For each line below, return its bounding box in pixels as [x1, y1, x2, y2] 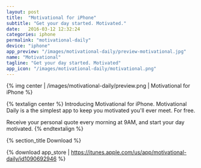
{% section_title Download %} [6, 137, 82, 144]
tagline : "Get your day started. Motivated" [6, 60, 121, 66]
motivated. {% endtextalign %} [6, 125, 84, 133]
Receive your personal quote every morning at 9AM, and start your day [6, 119, 185, 126]
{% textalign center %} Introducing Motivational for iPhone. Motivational [6, 100, 187, 108]
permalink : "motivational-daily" [6, 37, 91, 43]
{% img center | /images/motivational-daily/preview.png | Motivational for [6, 82, 191, 89]
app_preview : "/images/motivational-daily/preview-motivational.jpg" [6, 49, 187, 55]
